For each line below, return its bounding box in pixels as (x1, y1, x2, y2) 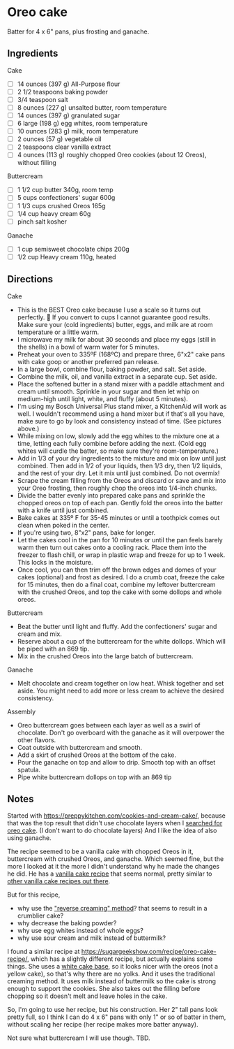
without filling (17, 159, 57, 167)
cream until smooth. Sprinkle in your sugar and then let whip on (17, 387, 200, 396)
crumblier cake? (17, 911, 64, 920)
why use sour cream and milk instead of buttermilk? (17, 934, 166, 942)
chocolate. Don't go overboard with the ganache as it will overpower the (17, 728, 225, 737)
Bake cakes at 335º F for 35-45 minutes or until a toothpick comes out (17, 513, 220, 521)
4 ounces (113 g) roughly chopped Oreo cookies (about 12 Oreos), (17, 151, 207, 159)
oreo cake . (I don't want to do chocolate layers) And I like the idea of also (7, 826, 217, 835)
